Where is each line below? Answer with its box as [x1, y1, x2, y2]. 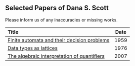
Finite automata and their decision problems [7, 37, 110, 44]
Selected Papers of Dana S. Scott [5, 4, 109, 12]
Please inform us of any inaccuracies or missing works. [5, 17, 118, 22]
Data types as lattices [7, 44, 58, 51]
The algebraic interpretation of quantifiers [7, 52, 105, 59]
